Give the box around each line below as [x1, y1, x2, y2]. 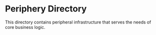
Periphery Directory [5, 3, 87, 14]
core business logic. [5, 24, 46, 30]
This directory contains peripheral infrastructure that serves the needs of [5, 19, 152, 25]
